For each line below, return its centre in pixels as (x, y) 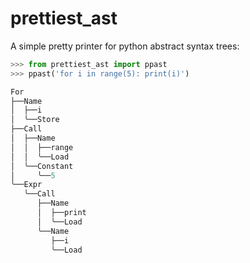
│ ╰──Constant (42, 166)
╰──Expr (26, 185)
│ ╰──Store (35, 120)
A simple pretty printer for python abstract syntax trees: (125, 46)
